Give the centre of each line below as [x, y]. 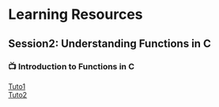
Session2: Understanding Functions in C [109, 44]
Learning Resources [76, 15]
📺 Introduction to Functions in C [71, 66]
